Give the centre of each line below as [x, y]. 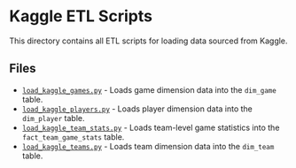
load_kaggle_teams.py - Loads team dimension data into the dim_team [148, 146]
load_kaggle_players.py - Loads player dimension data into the [137, 109]
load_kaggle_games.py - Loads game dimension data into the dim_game [149, 89]
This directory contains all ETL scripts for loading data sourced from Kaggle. [148, 41]
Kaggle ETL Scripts [81, 16]
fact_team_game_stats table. [73, 137]
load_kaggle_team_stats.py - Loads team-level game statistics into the [151, 127]
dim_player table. [53, 118]
